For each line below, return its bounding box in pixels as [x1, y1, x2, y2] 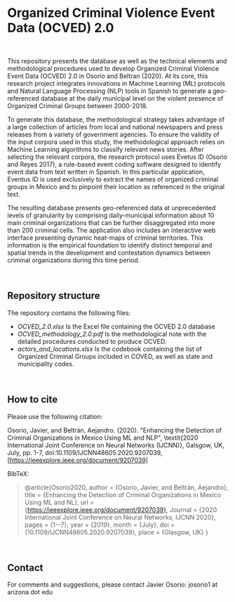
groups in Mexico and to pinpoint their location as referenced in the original [7, 182, 225, 191]
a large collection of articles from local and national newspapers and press [7, 122, 223, 131]
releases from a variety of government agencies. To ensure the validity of [7, 130, 220, 139]
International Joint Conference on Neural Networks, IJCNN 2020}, [24, 513, 216, 521]
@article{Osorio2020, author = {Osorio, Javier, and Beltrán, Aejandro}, [24, 483, 229, 492]
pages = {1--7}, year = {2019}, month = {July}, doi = [24, 520, 175, 529]
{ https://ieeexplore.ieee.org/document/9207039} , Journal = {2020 [24, 505, 217, 514]
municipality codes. [17, 359, 74, 368]
